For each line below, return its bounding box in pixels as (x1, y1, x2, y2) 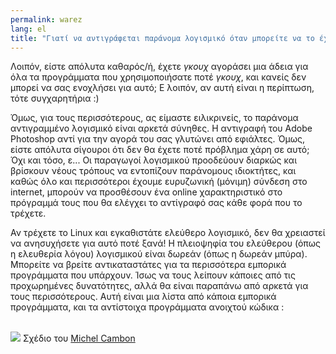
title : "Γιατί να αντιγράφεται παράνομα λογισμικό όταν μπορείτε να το (10, 33, 315, 43)
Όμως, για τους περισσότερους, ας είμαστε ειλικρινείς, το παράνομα (10, 112, 299, 124)
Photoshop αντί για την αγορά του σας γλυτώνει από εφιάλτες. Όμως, (10, 133, 305, 145)
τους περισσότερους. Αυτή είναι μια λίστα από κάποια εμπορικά (10, 291, 277, 303)
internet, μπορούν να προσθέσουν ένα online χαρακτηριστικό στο (10, 186, 283, 198)
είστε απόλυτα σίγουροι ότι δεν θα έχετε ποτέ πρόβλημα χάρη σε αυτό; (10, 144, 310, 156)
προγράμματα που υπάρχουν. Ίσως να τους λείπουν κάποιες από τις (10, 269, 296, 281)
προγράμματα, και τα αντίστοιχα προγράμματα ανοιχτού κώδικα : (10, 301, 285, 313)
